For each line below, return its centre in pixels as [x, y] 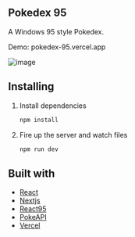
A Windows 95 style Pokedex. [56, 31]
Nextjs [30, 201]
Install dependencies [53, 106]
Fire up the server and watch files [73, 135]
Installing [31, 86]
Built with [32, 173]
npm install [39, 120]
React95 [33, 209]
